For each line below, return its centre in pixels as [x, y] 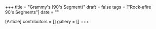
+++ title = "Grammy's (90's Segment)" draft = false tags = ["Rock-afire [78, 7]
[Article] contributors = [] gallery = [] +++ [47, 22]
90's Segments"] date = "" [32, 12]
